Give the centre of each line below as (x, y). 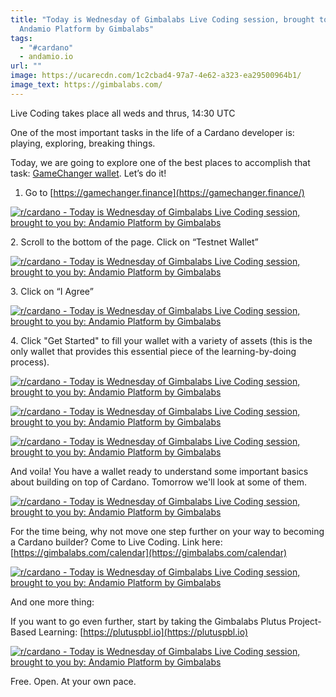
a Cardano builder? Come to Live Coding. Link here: (116, 542)
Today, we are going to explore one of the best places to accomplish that (160, 162)
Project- (305, 621)
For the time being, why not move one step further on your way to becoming (167, 531)
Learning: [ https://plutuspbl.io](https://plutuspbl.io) (143, 632)
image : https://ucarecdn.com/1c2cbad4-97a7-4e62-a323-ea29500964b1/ (156, 76)
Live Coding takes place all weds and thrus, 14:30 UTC (123, 113)
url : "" (26, 66)
